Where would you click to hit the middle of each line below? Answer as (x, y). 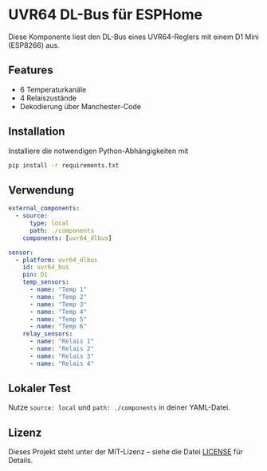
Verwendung (41, 190)
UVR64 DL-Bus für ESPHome (106, 15)
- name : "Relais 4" (61, 363)
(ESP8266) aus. (34, 45)
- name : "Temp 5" (58, 319)
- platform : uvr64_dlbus (57, 260)
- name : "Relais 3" (61, 356)
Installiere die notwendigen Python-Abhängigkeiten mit (98, 151)
